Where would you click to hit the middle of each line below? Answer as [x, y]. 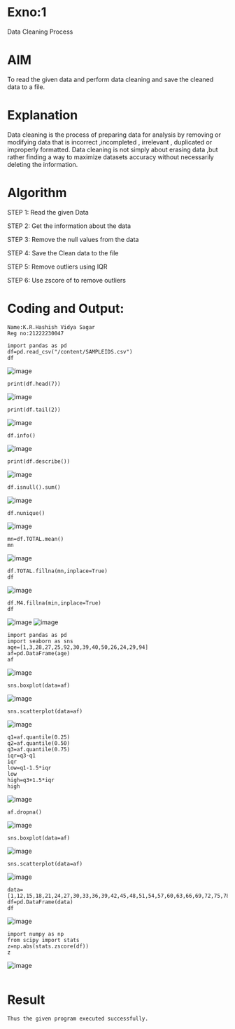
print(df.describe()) [39, 461]
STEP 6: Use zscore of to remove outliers [66, 280]
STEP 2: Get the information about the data [69, 226]
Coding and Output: [66, 308]
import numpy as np [36, 934]
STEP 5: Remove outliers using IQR [57, 267]
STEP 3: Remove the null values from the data [73, 239]
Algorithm [37, 193]
